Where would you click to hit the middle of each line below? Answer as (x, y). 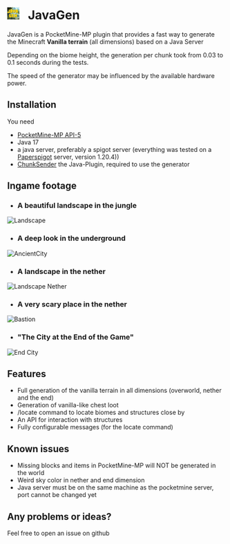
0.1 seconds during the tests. (48, 62)
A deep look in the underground (71, 238)
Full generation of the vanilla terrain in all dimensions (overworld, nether (119, 391)
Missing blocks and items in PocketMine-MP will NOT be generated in (116, 465)
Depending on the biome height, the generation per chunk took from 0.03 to (115, 55)
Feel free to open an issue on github (58, 533)
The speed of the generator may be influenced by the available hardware (111, 75)
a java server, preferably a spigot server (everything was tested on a (114, 149)
